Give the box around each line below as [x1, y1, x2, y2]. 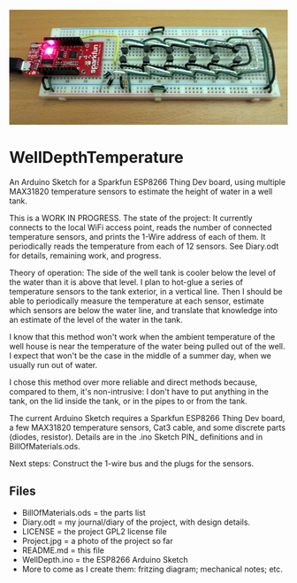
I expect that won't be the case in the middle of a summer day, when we [9, 350, 272, 361]
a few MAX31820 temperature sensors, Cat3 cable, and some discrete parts [9, 422, 286, 433]
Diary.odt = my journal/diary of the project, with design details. [21, 517, 250, 527]
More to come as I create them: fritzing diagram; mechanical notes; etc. [21, 564, 283, 574]
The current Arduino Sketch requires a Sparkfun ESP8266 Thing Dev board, [9, 413, 286, 424]
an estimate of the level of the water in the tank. [9, 315, 183, 326]
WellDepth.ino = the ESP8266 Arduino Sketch [21, 554, 188, 564]
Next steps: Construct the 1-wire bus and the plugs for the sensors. [9, 458, 255, 469]
